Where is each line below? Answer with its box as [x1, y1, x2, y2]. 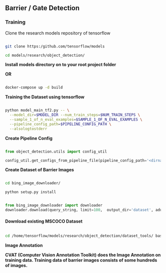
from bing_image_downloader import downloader [5, 203, 103, 208]
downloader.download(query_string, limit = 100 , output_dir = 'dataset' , [5, 207, 154, 213]
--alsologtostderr [9, 126, 48, 131]
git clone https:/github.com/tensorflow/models [5, 44, 105, 49]
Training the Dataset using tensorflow [5, 94, 85, 100]
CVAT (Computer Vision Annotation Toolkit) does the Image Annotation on [5, 252, 161, 258]
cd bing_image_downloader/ [5, 181, 61, 186]
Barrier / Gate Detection [5, 4, 80, 12]
